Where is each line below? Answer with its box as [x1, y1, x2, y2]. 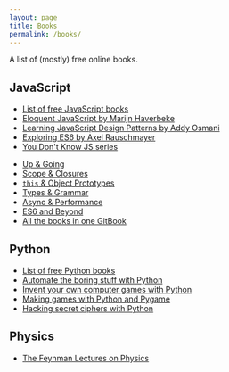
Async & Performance [21, 197, 103, 208]
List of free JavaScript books [21, 103, 129, 114]
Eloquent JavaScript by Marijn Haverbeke [21, 113, 176, 124]
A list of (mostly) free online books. [9, 54, 138, 65]
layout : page [9, 12, 58, 22]
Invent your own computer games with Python [21, 285, 192, 294]
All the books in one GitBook [21, 216, 127, 227]
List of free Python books [21, 265, 116, 276]
